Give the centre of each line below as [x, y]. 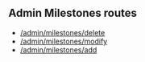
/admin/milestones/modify [64, 41]
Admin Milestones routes [72, 13]
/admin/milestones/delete [62, 32]
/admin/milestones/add [58, 50]
